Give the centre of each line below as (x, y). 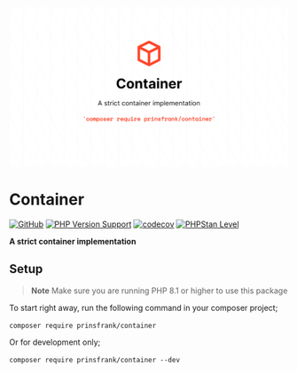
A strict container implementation (73, 241)
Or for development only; (55, 342)
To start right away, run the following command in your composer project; (144, 307)
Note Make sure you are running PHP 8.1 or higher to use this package (159, 291)
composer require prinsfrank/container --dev (94, 360)
